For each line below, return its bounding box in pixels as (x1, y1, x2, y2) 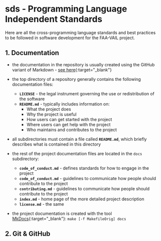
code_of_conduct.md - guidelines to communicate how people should (19, 175, 156, 181)
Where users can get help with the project (26, 121, 111, 127)
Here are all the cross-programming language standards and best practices (5, 30, 156, 35)
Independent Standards (5, 14, 103, 25)
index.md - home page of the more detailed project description (19, 196, 145, 202)
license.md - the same (19, 201, 64, 207)
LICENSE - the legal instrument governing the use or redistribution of (19, 90, 155, 96)
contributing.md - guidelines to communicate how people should (19, 185, 150, 192)
